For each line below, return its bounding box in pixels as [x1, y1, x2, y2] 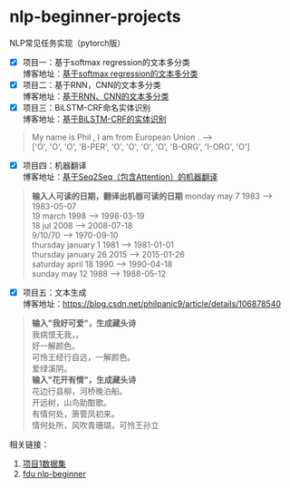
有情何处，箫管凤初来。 [31, 408, 120, 419]
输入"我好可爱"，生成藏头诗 [31, 317, 137, 328]
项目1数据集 [22, 458, 66, 469]
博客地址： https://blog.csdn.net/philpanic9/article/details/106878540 [22, 298, 282, 309]
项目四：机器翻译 [22, 161, 87, 171]
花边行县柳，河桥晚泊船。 [31, 386, 128, 396]
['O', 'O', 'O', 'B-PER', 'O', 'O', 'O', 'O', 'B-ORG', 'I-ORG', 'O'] [31, 142, 251, 152]
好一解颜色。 [31, 340, 80, 351]
